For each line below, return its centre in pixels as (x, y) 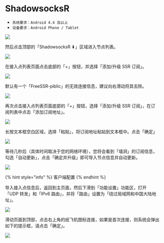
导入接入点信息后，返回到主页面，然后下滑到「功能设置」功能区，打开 (76, 187)
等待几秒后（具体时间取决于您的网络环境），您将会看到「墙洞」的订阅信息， (81, 151)
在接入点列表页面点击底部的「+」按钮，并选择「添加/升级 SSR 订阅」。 (76, 66)
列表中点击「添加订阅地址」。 (38, 112)
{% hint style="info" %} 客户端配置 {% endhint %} (56, 177)
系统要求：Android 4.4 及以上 (40, 23)
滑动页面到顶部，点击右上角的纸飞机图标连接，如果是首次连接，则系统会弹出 (82, 219)
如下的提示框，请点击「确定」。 (36, 226)
